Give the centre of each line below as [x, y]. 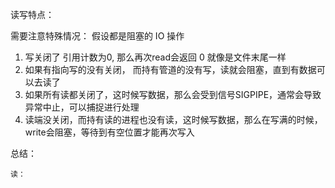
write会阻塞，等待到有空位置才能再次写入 [109, 132]
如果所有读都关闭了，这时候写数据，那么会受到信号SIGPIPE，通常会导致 [173, 94]
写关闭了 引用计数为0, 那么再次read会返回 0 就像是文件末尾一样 [155, 57]
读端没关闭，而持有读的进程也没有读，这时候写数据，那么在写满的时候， [173, 119]
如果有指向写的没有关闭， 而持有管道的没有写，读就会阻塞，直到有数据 [170, 69]
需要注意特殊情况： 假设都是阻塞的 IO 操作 [97, 36]
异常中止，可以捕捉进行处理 [82, 107]
